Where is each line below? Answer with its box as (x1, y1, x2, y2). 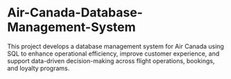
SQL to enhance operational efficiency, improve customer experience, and (7, 49, 220, 58)
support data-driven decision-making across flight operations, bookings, (7, 56, 215, 65)
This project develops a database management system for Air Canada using (7, 42, 224, 50)
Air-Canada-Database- (7, 5, 144, 21)
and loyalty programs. (7, 64, 70, 72)
